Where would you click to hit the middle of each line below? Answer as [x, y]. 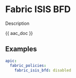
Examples [21, 49]
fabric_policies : [28, 65]
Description [17, 23]
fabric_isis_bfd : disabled [43, 70]
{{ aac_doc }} [19, 33]
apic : [11, 61]
